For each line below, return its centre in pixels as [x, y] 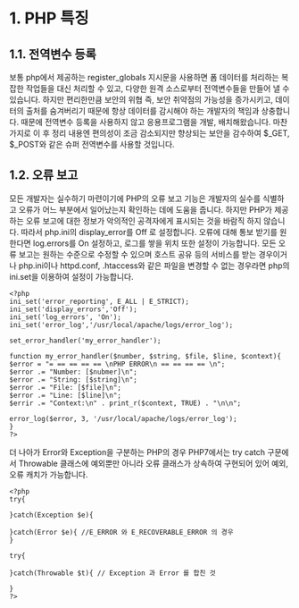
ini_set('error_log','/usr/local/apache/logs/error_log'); [121, 325]
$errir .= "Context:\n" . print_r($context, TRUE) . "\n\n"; [125, 403]
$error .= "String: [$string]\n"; [74, 380]
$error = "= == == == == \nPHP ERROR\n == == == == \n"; [117, 364]
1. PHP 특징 [49, 18]
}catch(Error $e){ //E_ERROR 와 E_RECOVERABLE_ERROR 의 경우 [121, 532]
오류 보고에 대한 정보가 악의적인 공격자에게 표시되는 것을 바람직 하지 [143, 221]
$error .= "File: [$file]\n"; [66, 387]
